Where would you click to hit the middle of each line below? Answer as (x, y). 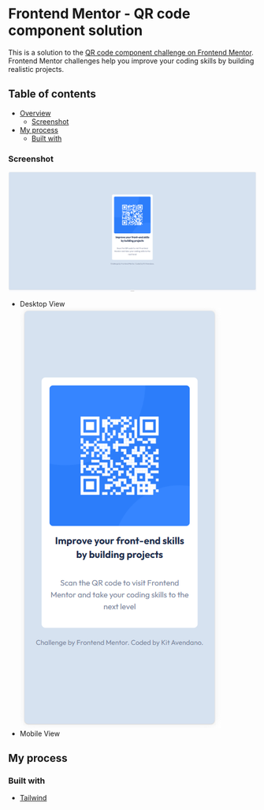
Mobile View (40, 733)
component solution (76, 30)
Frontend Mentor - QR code (99, 14)
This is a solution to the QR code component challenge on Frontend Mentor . (131, 52)
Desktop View (42, 303)
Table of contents (52, 94)
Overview (35, 113)
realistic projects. (36, 69)
